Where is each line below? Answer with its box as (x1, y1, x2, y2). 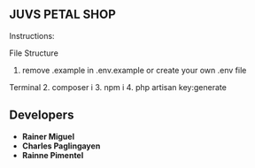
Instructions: (9, 30, 55, 41)
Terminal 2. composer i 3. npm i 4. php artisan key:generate (9, 81, 228, 92)
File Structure (9, 48, 59, 58)
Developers (9, 108, 74, 123)
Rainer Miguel (21, 131, 75, 141)
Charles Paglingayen (21, 141, 101, 151)
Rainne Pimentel (21, 149, 84, 160)
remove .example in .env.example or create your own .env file (21, 65, 247, 75)
